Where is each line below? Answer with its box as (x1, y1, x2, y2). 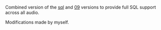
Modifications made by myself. (5, 19, 69, 25)
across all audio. (5, 9, 39, 15)
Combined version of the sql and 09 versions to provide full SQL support (5, 4, 156, 10)
